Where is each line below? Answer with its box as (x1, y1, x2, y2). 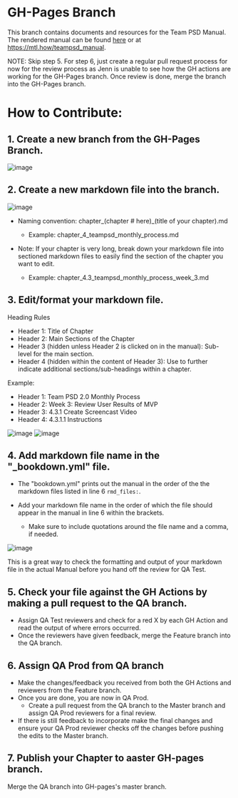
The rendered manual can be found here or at (7, 35, 141, 44)
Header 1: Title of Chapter (17, 326, 94, 335)
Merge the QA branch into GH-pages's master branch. (7, 782, 167, 791)
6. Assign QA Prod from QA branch (7, 660, 164, 672)
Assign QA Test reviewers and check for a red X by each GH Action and (17, 616, 228, 625)
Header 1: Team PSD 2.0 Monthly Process (17, 392, 140, 400)
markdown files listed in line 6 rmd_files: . (17, 487, 141, 496)
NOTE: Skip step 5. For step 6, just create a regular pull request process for (7, 56, 228, 65)
